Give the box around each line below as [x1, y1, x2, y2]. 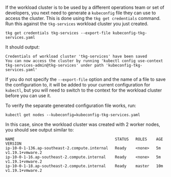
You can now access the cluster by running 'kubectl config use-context [5, 58, 163, 63]
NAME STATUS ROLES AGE [5, 137, 163, 142]
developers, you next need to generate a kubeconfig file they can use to [5, 10, 156, 16]
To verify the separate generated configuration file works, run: [5, 102, 136, 108]
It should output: [5, 44, 40, 50]
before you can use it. [5, 93, 52, 99]
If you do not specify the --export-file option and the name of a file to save [5, 76, 166, 82]
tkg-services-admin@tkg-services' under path [5, 63, 104, 68]
